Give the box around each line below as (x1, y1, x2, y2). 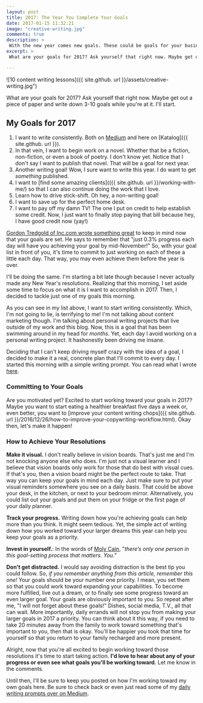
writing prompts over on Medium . (6, 690, 89, 697)
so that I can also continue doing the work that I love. (28, 185, 160, 193)
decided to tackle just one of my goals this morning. (6, 292, 136, 300)
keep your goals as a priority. (6, 533, 79, 541)
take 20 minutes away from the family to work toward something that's (6, 621, 182, 629)
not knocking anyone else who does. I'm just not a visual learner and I (6, 458, 180, 465)
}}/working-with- (153, 179, 196, 186)
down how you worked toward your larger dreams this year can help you (6, 527, 187, 535)
